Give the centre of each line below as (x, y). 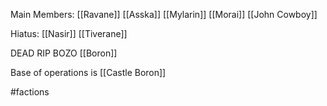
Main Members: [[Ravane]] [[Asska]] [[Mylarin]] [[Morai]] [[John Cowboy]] (164, 14)
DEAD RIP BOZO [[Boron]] (64, 53)
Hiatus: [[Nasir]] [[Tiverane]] (69, 33)
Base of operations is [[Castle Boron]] (88, 72)
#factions (30, 92)
